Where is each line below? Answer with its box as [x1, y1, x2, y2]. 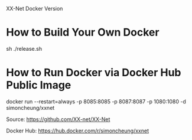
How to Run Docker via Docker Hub [6, 66, 181, 79]
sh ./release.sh [6, 45, 43, 52]
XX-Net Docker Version [6, 5, 63, 12]
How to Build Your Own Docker [6, 26, 160, 39]
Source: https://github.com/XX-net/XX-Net [6, 115, 110, 123]
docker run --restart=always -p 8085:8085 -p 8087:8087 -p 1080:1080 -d [6, 97, 186, 105]
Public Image [6, 79, 71, 92]
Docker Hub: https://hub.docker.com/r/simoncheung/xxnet [6, 127, 149, 134]
